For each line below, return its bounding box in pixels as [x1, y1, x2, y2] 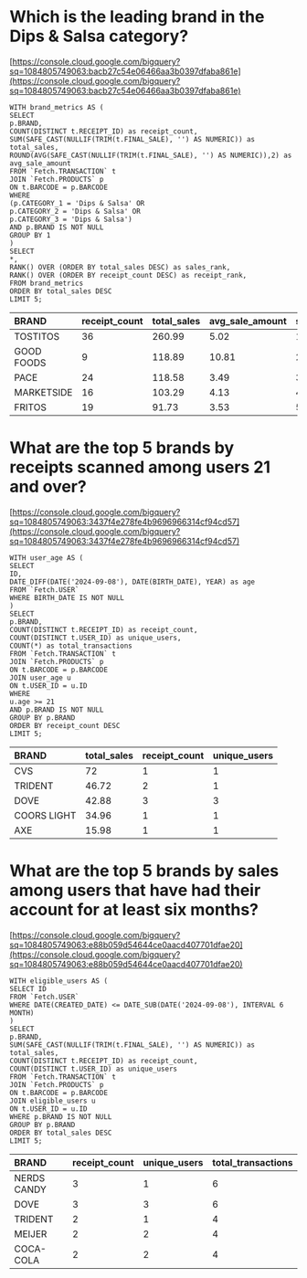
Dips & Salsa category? [9, 26, 189, 47]
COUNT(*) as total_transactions [9, 641, 132, 650]
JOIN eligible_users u [9, 1096, 96, 1105]
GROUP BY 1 [9, 230, 51, 239]
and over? [9, 477, 87, 497]
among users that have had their [9, 880, 261, 901]
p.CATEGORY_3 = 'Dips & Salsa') [9, 215, 132, 224]
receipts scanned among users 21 [9, 457, 271, 478]
